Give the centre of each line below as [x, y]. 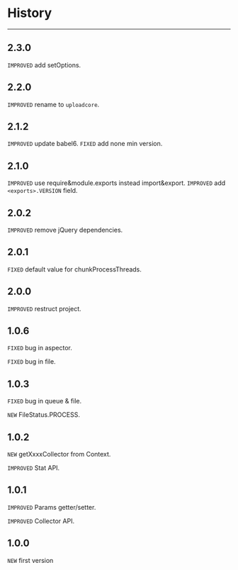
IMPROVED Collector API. [41, 521]
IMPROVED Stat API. [34, 468]
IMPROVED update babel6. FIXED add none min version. [85, 144]
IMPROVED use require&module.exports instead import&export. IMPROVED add [117, 183]
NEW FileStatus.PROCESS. [44, 415]
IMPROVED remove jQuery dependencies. [65, 230]
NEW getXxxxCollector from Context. [59, 454]
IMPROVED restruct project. [44, 308]
